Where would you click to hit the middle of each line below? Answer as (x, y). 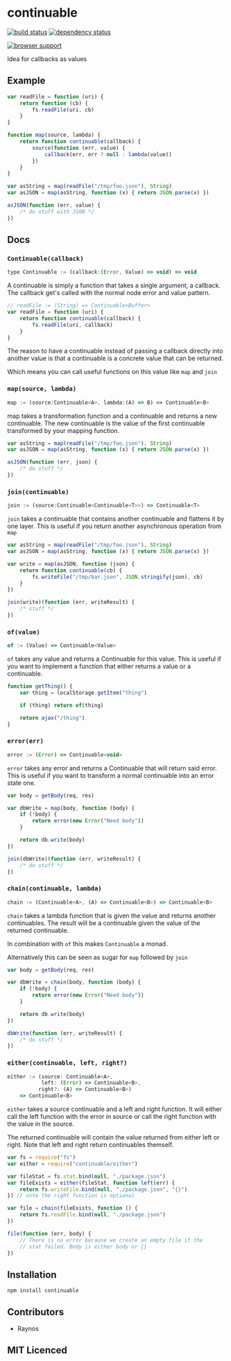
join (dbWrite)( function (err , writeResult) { (74, 859)
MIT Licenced (37, 1350)
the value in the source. (41, 1124)
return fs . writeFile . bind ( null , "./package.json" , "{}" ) (104, 1189)
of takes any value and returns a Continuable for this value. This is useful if (114, 659)
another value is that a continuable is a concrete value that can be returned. (115, 358)
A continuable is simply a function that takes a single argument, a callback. (114, 285)
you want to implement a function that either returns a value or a (99, 666)
